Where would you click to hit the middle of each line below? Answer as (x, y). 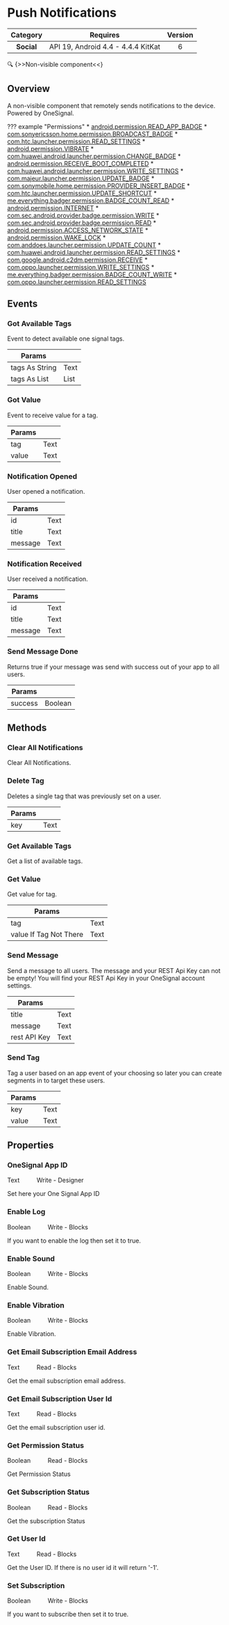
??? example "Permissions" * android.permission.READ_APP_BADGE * (107, 126)
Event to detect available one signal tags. (66, 339)
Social (27, 47)
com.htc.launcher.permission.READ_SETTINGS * (76, 141)
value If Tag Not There (47, 935)
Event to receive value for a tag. (53, 415)
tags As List (30, 379)
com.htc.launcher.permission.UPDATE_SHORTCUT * (82, 193)
